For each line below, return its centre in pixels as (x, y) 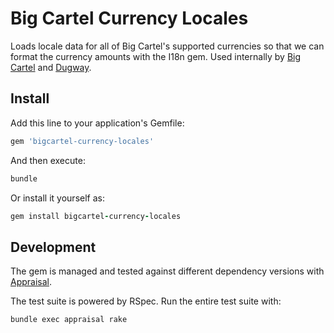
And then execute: (48, 160)
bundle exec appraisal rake (69, 320)
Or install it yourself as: (57, 198)
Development (53, 247)
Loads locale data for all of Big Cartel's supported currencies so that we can (167, 46)
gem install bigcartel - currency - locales (96, 216)
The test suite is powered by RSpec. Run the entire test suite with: (146, 301)
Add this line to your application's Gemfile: (97, 123)
